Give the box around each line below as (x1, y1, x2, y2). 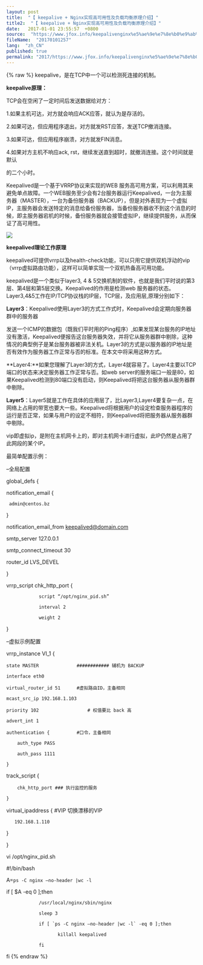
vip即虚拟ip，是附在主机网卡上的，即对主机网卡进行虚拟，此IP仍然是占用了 (6, 432, 193, 439)
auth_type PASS (17, 740, 56, 746)
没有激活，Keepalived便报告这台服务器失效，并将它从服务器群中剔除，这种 (6, 333, 193, 340)
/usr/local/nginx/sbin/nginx (38, 900, 112, 906)
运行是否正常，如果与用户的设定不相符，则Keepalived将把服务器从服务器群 (6, 411, 193, 419)
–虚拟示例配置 (6, 638, 41, 645)
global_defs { (6, 477, 39, 485)
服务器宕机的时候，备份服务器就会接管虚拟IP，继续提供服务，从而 (27, 212, 192, 219)
